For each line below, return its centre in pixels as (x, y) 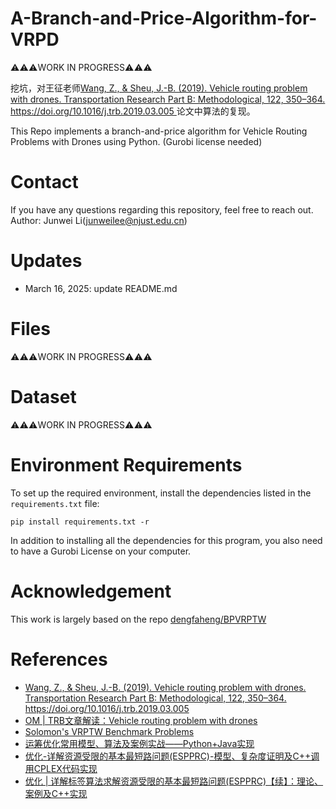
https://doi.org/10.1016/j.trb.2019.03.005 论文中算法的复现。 (133, 111)
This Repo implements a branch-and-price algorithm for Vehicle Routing (159, 131)
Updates (46, 261)
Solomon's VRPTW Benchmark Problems (109, 731)
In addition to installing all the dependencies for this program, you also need (166, 540)
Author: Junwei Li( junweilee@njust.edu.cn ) (99, 220)
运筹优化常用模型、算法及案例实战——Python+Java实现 (139, 743)
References (59, 659)
